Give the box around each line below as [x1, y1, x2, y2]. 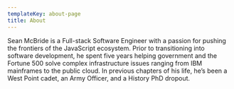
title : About [7, 17, 46, 24]
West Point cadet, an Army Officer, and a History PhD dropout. [7, 73, 191, 82]
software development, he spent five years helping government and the [7, 51, 218, 60]
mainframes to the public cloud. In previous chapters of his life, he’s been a [7, 66, 228, 75]
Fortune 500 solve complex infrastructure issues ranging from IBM [7, 59, 203, 67]
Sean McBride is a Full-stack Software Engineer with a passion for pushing [7, 36, 226, 44]
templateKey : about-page [7, 10, 81, 18]
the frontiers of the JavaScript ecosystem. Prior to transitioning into [7, 44, 205, 52]
